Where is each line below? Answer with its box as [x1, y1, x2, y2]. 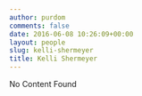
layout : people [9, 37, 66, 47]
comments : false [9, 21, 70, 30]
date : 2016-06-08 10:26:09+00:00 [9, 29, 134, 38]
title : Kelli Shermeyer [9, 54, 98, 63]
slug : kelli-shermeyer [9, 46, 94, 55]
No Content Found [9, 79, 78, 89]
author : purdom [9, 12, 66, 22]
